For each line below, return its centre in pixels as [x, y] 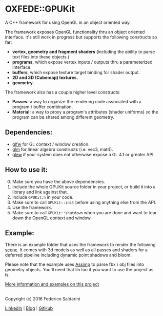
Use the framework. [32, 207]
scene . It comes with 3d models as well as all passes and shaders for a [76, 250]
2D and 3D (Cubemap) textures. [45, 77]
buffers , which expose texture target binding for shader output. [76, 72]
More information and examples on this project [52, 284]
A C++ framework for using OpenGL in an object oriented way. [68, 22]
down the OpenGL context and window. [52, 218]
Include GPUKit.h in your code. [43, 197]
